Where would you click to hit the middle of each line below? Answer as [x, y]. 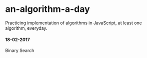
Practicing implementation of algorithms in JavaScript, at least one [74, 23]
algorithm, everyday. [26, 28]
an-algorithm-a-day [47, 9]
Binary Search [20, 51]
